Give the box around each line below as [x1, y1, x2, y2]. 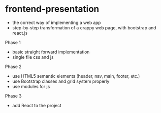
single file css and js [12, 54, 54, 60]
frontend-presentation [5, 3, 99, 15]
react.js [12, 30, 28, 36]
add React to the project [12, 102, 62, 108]
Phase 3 [5, 93, 22, 99]
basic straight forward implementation [12, 49, 90, 55]
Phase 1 [5, 39, 21, 45]
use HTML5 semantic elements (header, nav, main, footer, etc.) [12, 73, 140, 79]
